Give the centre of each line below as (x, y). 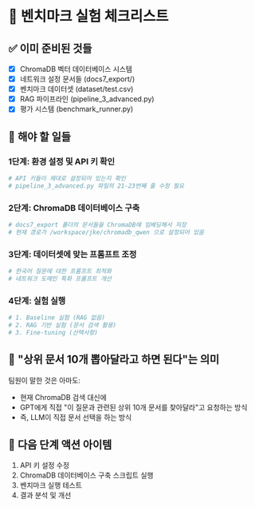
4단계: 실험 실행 (37, 300)
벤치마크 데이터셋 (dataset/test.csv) (76, 89)
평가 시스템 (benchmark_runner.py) (76, 109)
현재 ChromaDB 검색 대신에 (63, 397)
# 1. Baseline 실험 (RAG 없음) (57, 318)
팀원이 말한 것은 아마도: (45, 380)
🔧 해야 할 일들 (40, 137)
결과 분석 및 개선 (45, 495)
